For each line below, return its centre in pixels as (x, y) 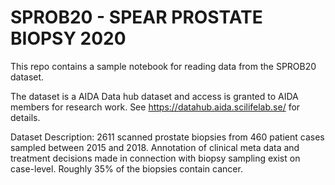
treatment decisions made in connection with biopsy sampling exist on (155, 158)
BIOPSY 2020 (68, 38)
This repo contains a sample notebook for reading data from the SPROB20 (163, 66)
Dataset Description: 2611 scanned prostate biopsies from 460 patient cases (167, 137)
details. (25, 117)
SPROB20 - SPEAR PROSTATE (136, 17)
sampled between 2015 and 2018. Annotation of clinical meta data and (155, 147)
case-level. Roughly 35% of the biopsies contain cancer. (126, 168)
